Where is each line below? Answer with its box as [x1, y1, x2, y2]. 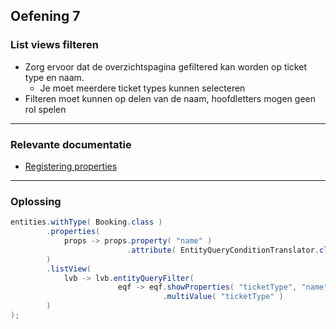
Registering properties [24, 160, 118, 172]
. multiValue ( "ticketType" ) [162, 292, 284, 302]
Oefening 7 [10, 8, 81, 25]
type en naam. [24, 71, 85, 83]
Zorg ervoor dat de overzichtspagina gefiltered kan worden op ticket [24, 60, 307, 73]
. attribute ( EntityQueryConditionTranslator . [126, 245, 320, 255]
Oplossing [10, 194, 62, 208]
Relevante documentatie [10, 137, 132, 151]
